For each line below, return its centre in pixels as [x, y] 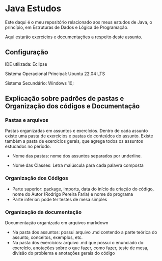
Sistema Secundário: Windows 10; [40, 83]
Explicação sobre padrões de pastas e [65, 99]
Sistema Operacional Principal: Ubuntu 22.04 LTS [55, 74]
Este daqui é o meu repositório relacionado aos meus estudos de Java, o [79, 22]
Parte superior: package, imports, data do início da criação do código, [83, 189]
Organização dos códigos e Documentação [72, 106]
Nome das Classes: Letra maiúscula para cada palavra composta [78, 165]
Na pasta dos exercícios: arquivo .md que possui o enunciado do [78, 243]
